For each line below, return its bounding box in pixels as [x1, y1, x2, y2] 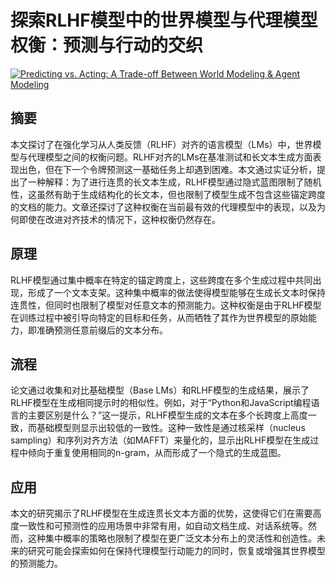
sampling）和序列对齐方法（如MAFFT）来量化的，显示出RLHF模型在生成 [10, 434, 311, 446]
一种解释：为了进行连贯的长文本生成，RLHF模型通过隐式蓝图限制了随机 [27, 176, 322, 188]
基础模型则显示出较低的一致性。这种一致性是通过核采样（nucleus [36, 422, 306, 434]
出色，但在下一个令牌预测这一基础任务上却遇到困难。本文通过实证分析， [18, 163, 317, 175]
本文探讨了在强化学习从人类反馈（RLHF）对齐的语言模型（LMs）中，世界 [10, 138, 313, 150]
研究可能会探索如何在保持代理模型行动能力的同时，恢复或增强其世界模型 [27, 545, 326, 557]
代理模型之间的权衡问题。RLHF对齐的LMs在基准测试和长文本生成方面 [27, 151, 313, 163]
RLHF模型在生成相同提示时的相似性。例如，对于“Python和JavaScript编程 [10, 397, 312, 409]
